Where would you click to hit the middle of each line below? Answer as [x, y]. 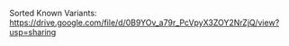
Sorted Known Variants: [53, 13]
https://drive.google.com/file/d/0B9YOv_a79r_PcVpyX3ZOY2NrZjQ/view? [144, 23]
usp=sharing [33, 32]
